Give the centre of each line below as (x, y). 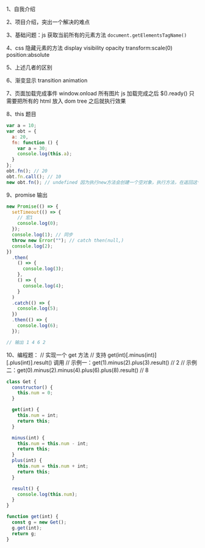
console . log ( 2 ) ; (32, 246)
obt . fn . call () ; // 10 (34, 177)
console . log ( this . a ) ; (45, 154)
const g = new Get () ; (39, 522)
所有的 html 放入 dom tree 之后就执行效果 (74, 101)
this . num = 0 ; (35, 393)
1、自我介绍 (21, 9)
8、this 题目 (21, 114)
